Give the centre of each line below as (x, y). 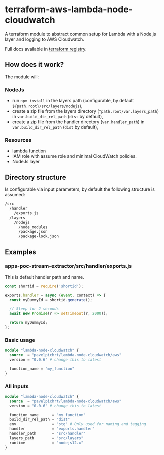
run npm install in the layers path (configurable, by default (73, 101)
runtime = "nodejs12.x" (47, 443)
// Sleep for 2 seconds (34, 309)
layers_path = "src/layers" (47, 438)
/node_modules (33, 227)
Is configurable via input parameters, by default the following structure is (80, 189)
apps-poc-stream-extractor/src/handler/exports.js (69, 266)
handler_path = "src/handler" (48, 434)
